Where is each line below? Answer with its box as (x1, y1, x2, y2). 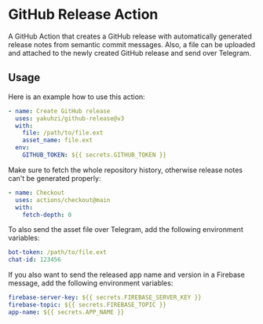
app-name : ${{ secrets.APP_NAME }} (8, 308, 125, 316)
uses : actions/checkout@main (15, 196, 111, 204)
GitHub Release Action (8, 6, 159, 24)
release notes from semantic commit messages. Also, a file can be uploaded (8, 39, 255, 49)
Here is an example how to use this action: (8, 92, 145, 101)
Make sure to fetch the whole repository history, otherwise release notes (8, 165, 243, 175)
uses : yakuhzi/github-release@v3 (15, 114, 125, 123)
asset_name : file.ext (22, 136, 93, 145)
